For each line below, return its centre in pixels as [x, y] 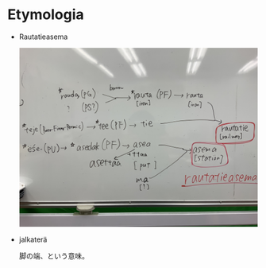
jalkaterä [33, 239]
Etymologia [46, 15]
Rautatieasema [43, 37]
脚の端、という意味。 [54, 256]
